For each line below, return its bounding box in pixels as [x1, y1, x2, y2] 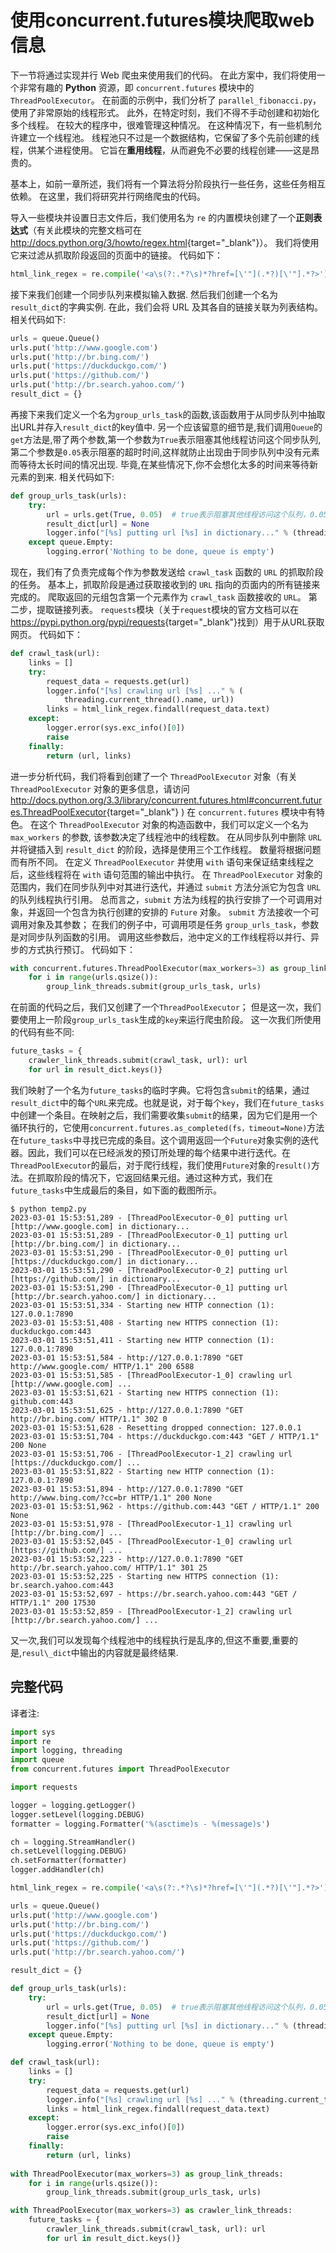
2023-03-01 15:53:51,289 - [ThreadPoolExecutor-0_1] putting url [10, 1230, 288, 1240]
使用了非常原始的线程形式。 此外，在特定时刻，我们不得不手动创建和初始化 [10, 106, 320, 118]
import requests [10, 1782, 78, 1792]
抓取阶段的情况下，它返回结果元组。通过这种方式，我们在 [36, 1171, 273, 1183]
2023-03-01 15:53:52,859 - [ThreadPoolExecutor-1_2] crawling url [10, 1606, 293, 1616]
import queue [10, 1755, 65, 1765]
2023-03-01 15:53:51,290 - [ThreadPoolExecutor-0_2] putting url [10, 1265, 288, 1275]
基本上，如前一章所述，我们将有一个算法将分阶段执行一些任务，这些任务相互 [10, 177, 326, 190]
